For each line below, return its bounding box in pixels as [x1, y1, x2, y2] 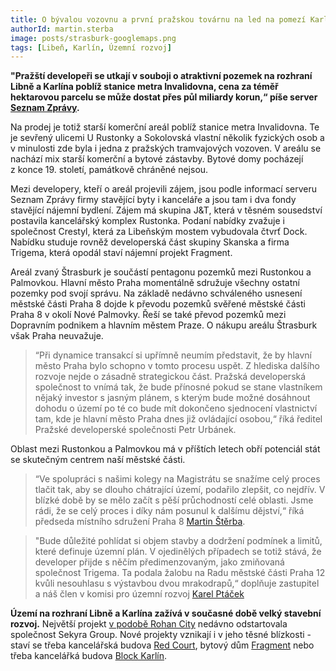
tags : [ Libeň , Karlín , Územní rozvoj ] [10, 42, 172, 53]
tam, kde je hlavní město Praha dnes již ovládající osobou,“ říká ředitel [34, 413, 323, 425]
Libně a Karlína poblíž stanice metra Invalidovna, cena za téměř [10, 81, 279, 93]
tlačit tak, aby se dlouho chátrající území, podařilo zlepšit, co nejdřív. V [34, 484, 326, 496]
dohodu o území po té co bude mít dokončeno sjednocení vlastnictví [34, 402, 318, 415]
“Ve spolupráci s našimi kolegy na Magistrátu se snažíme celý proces [34, 473, 321, 485]
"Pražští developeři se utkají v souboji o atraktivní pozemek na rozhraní [10, 70, 313, 82]
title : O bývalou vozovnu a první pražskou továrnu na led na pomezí [10, 14, 307, 25]
